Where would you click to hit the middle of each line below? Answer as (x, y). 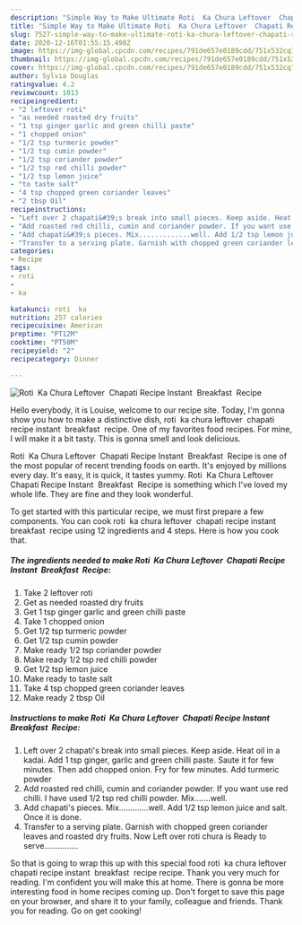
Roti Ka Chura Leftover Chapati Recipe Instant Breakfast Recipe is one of (149, 456)
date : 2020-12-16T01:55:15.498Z (70, 43)
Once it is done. (52, 816)
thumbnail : (30, 59)
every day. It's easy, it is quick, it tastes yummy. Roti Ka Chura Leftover (142, 475)
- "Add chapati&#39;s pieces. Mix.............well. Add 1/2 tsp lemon (147, 234)
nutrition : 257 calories (56, 318)
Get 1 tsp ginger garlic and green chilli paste (104, 612)
